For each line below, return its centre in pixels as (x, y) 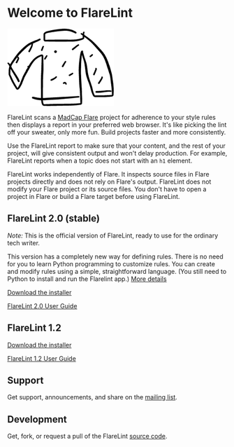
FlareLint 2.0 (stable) (53, 219)
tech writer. (24, 242)
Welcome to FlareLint (70, 13)
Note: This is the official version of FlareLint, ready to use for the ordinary (113, 235)
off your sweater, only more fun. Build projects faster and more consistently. (117, 132)
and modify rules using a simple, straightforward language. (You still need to (117, 271)
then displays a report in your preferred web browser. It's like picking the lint (117, 125)
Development (37, 419)
